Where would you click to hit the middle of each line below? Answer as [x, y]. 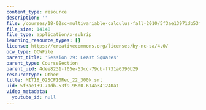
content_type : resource [37, 12]
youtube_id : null [34, 97]
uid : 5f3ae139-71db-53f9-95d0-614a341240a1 [63, 86]
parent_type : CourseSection [42, 63]
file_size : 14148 [29, 29]
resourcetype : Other [33, 75]
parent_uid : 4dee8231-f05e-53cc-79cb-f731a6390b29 [72, 69]
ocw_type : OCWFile [30, 52]
